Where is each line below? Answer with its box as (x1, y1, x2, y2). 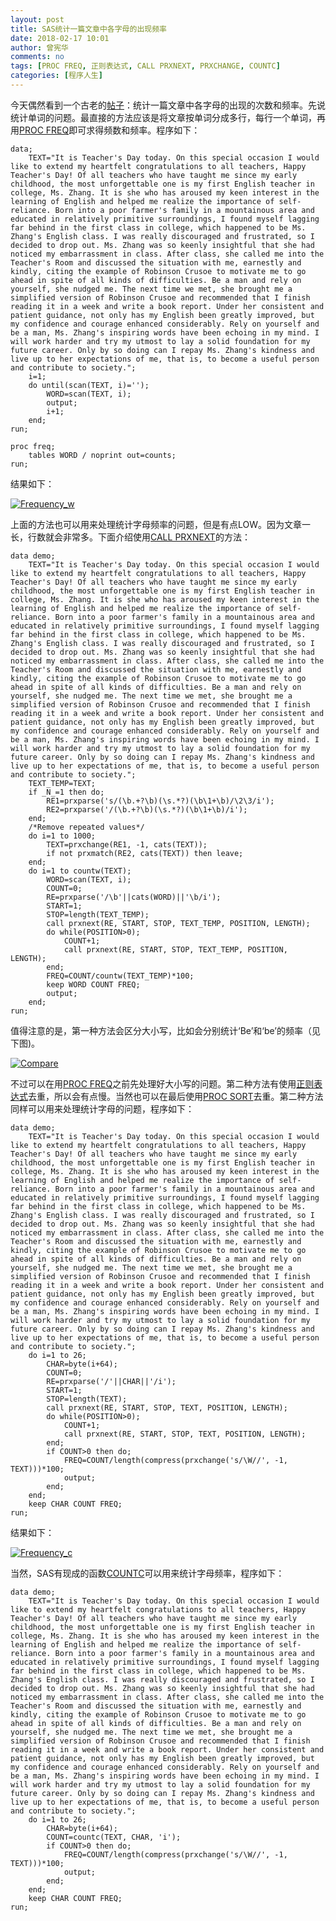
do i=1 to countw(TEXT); (28, 866, 132, 876)
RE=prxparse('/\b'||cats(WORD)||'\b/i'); (46, 892, 222, 902)
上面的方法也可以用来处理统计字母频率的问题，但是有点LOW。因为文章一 (10, 518, 312, 530)
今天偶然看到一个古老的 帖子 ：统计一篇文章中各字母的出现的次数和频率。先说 (10, 99, 326, 111)
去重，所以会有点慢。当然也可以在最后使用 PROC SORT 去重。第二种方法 (28, 1090, 324, 1102)
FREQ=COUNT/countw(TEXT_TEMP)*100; (46, 971, 195, 981)
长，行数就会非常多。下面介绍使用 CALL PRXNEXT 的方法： (10, 531, 251, 543)
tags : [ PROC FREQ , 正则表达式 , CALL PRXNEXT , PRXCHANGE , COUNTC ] (10, 61, 281, 71)
